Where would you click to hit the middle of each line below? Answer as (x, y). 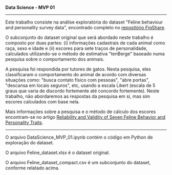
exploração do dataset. (30, 143)
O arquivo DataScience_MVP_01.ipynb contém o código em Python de (79, 137)
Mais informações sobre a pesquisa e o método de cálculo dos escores (81, 112)
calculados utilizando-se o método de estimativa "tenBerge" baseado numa (85, 54)
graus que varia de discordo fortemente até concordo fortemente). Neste (82, 91)
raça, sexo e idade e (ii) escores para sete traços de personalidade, (76, 48)
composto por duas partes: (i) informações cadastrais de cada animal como (85, 43)
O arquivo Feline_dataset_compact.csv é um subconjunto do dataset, (78, 162)
